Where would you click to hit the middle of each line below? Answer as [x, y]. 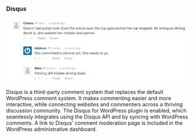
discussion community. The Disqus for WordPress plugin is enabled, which [96, 110]
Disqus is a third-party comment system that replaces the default [85, 92]
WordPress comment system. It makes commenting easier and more [89, 98]
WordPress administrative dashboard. [52, 129]
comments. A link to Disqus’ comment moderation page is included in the [94, 123]
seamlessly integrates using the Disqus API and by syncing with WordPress [97, 117]
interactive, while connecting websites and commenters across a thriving [94, 104]
